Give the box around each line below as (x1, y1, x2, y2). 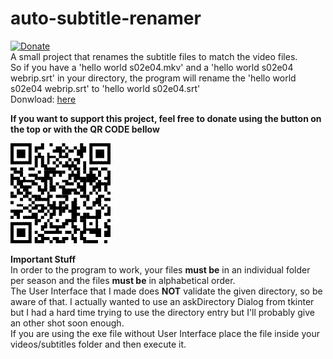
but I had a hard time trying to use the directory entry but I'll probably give (10, 306, 315, 318)
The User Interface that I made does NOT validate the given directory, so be (10, 285, 323, 297)
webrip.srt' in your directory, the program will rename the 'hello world (10, 72, 297, 84)
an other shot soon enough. (10, 317, 125, 329)
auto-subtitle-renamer (10, 7, 202, 30)
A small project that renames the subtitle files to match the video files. (10, 50, 298, 62)
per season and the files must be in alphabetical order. (10, 274, 236, 286)
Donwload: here (10, 93, 77, 105)
